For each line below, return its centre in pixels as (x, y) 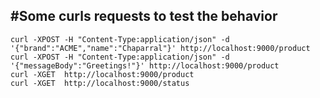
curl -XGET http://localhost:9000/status (100, 83)
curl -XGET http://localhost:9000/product (102, 74)
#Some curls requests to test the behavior (144, 16)
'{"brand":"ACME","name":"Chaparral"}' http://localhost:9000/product (160, 48)
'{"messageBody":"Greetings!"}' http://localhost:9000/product (145, 65)
